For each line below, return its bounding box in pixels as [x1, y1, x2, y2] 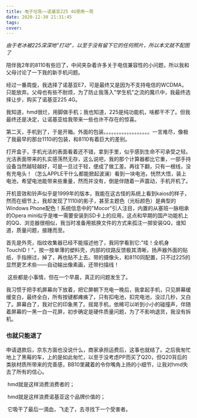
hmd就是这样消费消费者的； [7, 380, 75, 387]
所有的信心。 [16, 368, 47, 375]
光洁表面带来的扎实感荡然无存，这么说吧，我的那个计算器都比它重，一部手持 [6, 156, 191, 163]
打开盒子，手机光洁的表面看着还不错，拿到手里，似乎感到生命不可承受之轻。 [6, 148, 191, 156]
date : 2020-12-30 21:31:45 [6, 14, 72, 20]
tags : [6, 19, 19, 25]
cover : [6, 25, 22, 31]
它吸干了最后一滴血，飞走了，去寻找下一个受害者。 [7, 406, 131, 413]
